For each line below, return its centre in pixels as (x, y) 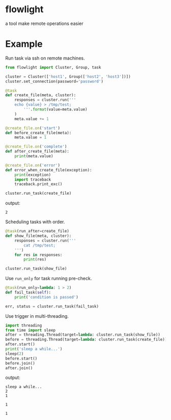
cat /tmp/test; (40, 245)
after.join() (19, 368)
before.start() (21, 358)
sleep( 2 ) (15, 354)
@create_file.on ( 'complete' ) (36, 147)
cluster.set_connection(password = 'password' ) (54, 81)
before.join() (20, 363)
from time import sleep (31, 330)
